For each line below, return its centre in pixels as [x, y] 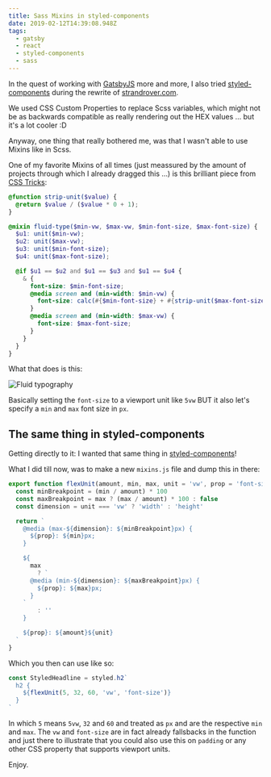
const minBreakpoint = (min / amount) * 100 [92, 492]
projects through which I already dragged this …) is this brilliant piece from [132, 173]
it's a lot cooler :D [38, 125]
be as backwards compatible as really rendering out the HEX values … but [131, 116]
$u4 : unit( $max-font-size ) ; [63, 257]
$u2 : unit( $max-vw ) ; [50, 242]
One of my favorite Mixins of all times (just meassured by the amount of [127, 165]
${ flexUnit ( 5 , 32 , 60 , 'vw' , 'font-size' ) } [97, 693]
